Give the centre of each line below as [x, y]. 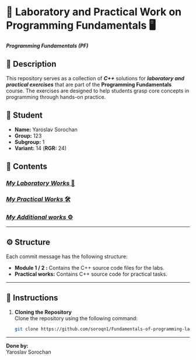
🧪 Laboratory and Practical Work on [94, 12]
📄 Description [31, 64]
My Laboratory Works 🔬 [41, 183]
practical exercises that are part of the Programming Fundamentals [89, 84]
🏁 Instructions [32, 298]
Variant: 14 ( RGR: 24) [41, 148]
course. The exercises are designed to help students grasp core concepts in [98, 91]
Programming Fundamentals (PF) [47, 46]
